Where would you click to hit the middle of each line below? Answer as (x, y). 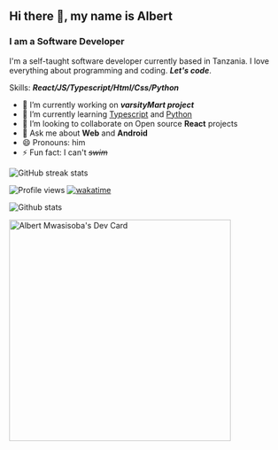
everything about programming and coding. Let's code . (111, 70)
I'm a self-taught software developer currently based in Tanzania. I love (139, 61)
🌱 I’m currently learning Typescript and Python (107, 114)
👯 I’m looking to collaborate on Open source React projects (130, 123)
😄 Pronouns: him (54, 142)
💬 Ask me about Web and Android (85, 133)
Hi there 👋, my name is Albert (91, 16)
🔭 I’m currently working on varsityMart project (108, 105)
